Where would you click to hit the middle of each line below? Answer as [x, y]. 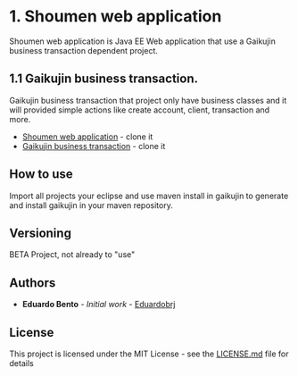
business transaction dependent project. [84, 50]
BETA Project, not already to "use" [72, 255]
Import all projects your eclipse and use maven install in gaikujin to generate [149, 196]
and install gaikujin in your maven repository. [91, 205]
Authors [33, 283]
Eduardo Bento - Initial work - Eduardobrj [99, 305]
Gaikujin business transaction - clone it [94, 146]
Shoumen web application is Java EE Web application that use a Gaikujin [143, 41]
